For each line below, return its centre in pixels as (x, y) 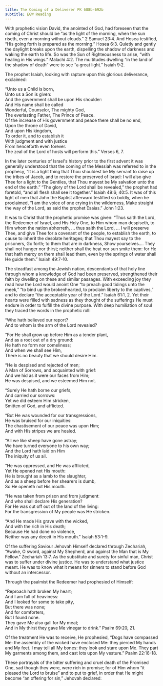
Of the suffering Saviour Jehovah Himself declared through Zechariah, (76, 546)
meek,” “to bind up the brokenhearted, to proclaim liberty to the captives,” (79, 290)
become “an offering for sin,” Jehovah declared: (53, 678)
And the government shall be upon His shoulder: (54, 99)
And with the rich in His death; (35, 526)
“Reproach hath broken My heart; (39, 591)
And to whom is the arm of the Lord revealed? (51, 325)
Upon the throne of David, (31, 125)
